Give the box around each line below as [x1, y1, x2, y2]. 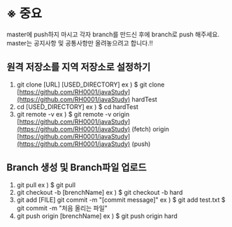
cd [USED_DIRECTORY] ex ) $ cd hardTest [16, 102, 139, 111]
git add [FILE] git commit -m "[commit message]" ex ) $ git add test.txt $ [16, 196, 226, 204]
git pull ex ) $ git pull [16, 180, 76, 189]
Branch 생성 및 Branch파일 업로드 [6, 161, 147, 174]
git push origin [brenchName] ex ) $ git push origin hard [16, 212, 177, 220]
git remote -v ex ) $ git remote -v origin [16, 110, 130, 118]
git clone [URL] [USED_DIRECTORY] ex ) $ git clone [16, 80, 165, 89]
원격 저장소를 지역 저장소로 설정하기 [6, 61, 151, 73]
